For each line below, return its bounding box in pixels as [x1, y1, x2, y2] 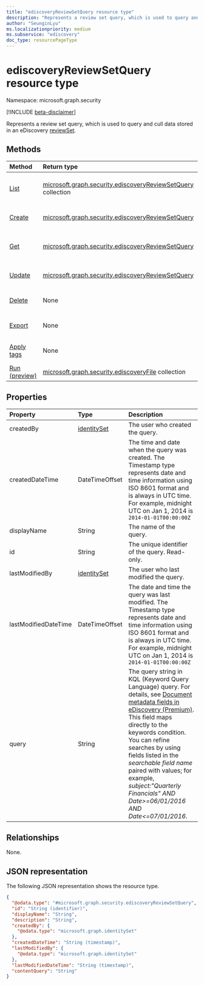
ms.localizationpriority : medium [6, 26, 91, 32]
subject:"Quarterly [128, 781, 182, 789]
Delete [9, 296, 29, 305]
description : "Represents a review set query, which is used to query [6, 15, 189, 21]
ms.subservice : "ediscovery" [6, 32, 80, 38]
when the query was [128, 445, 187, 454]
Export [9, 321, 29, 330]
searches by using [128, 743, 181, 752]
